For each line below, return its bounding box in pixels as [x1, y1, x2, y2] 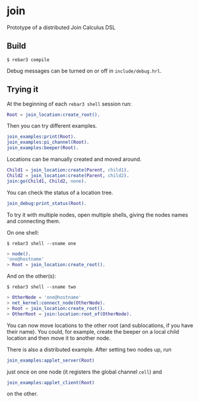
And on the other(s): [7, 273, 56, 280]
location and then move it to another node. [7, 334, 111, 341]
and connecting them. [7, 217, 61, 224]
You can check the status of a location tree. [7, 189, 113, 196]
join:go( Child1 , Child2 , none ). [7, 178, 87, 184]
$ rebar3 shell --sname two [7, 284, 77, 290]
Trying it [7, 84, 39, 94]
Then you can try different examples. [7, 122, 97, 129]
